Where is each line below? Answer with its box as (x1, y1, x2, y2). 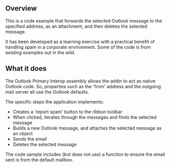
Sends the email (12, 136, 47, 142)
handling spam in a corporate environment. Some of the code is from (5, 44, 151, 50)
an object (12, 130, 33, 136)
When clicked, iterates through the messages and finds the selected (12, 114, 157, 120)
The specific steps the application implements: (5, 98, 104, 105)
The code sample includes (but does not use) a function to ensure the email (5, 151, 165, 157)
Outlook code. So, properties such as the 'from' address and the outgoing (5, 83, 161, 89)
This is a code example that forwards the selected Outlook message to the (5, 17, 162, 24)
